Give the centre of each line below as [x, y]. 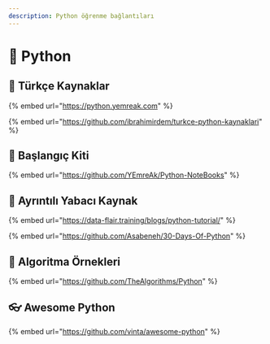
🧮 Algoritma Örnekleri [64, 261]
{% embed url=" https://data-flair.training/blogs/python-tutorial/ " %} [122, 220]
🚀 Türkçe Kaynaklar [59, 86]
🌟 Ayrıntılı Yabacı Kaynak [73, 200]
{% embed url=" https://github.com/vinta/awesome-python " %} [115, 331]
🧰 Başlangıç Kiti [49, 156]
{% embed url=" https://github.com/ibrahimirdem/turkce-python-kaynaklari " [135, 121]
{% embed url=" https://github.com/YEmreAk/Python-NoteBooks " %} [124, 175]
